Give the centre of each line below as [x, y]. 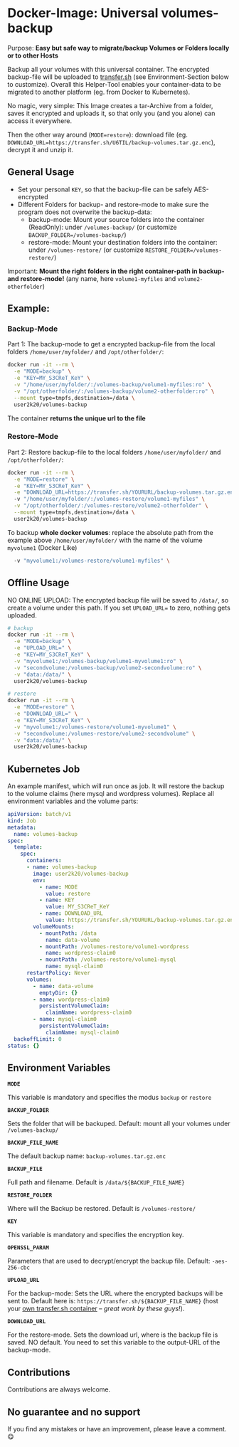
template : [28, 847]
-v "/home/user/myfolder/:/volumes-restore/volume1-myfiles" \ [109, 499]
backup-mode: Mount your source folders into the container [116, 219]
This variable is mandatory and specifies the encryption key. [96, 1235]
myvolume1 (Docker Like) [42, 547]
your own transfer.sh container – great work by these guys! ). [96, 1309]
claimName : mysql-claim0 [82, 1032]
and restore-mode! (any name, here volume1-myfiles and [92, 278]
